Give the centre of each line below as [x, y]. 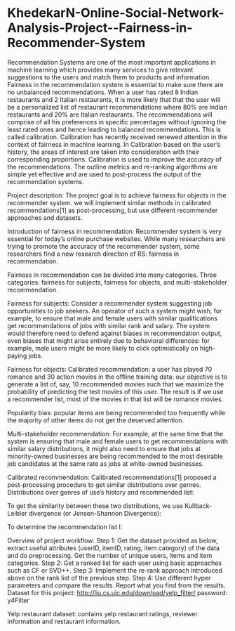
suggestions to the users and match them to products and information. [109, 77]
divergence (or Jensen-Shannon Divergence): [95, 513]
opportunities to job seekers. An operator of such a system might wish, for [115, 311]
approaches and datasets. [45, 217]
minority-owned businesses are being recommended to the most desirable [115, 456]
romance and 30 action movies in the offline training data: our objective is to [117, 377]
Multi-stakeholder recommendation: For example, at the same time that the [115, 434]
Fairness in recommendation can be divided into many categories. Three [112, 275]
